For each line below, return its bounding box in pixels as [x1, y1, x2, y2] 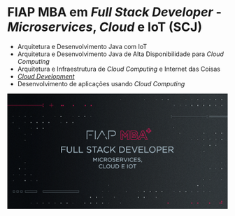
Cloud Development [17, 72, 75, 81]
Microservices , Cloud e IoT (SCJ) [7, 19, 203, 35]
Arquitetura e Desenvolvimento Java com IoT [17, 42, 148, 50]
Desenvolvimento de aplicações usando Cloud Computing [17, 79, 185, 88]
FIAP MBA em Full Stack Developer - [7, 4, 222, 20]
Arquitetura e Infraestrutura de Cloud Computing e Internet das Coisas [17, 65, 220, 73]
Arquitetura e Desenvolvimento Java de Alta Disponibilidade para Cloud [17, 50, 224, 58]
